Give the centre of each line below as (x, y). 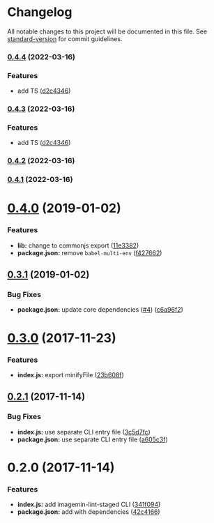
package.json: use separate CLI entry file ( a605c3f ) (93, 439)
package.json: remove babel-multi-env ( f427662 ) (90, 252)
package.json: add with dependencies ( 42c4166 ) (89, 512)
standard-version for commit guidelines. (65, 38)
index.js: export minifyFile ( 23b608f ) (70, 374)
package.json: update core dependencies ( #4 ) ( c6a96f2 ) (100, 310)
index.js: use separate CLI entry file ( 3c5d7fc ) (84, 432)
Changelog (40, 12)
